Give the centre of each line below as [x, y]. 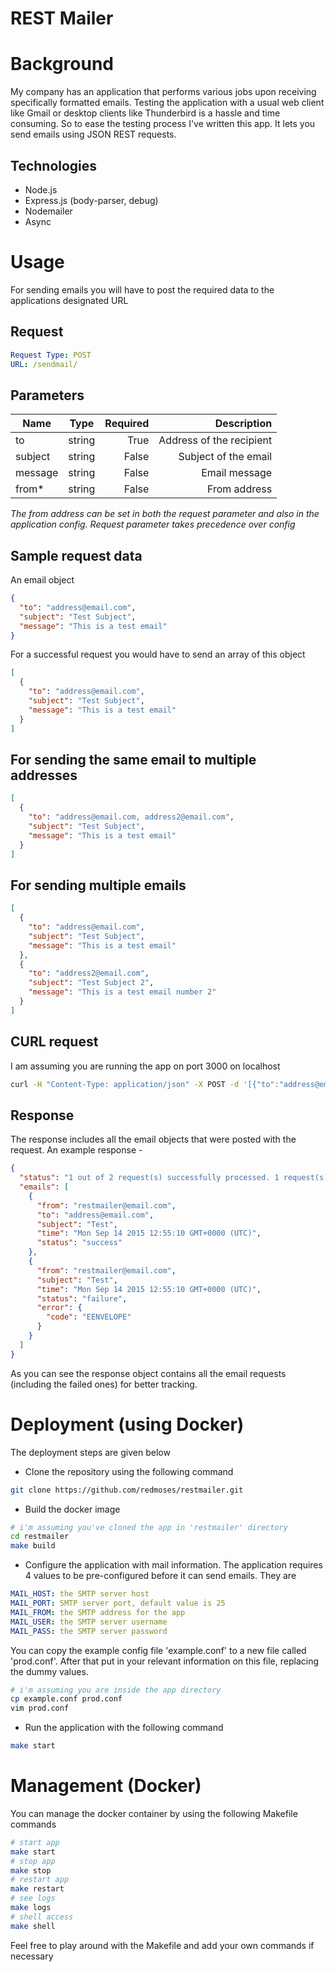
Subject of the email [225, 457]
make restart [37, 1889]
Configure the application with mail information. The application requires [173, 1565]
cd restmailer [40, 1537]
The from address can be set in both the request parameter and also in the [165, 514]
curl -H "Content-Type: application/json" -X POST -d [125, 1084]
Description [243, 424]
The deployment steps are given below [90, 1452]
